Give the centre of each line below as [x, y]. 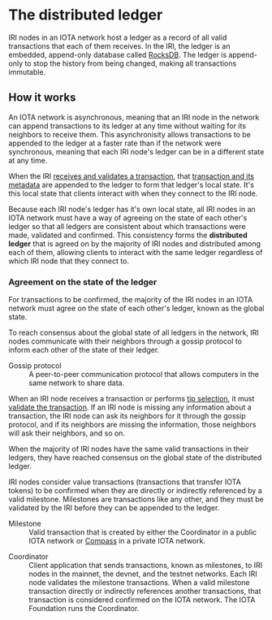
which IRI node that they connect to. [69, 261]
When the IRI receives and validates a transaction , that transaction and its [131, 176]
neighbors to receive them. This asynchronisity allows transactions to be [130, 134]
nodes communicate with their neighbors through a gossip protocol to [125, 341]
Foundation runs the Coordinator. [84, 609]
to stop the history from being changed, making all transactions [130, 63]
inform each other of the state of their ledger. [84, 350]
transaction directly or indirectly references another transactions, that [145, 592]
